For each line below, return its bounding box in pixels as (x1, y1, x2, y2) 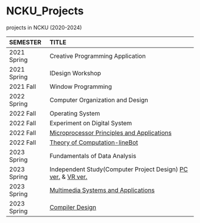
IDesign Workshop (49, 69, 101, 77)
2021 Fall (9, 82, 36, 91)
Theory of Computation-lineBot (49, 138, 138, 147)
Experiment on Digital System (49, 119, 132, 127)
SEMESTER (9, 38, 42, 46)
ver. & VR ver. (49, 172, 87, 181)
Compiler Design (49, 203, 96, 211)
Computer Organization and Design (49, 95, 149, 104)
